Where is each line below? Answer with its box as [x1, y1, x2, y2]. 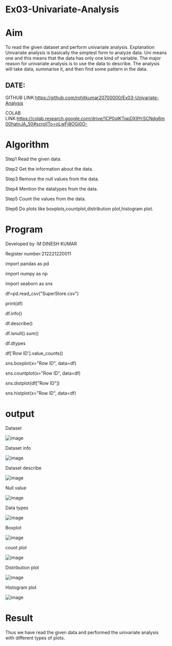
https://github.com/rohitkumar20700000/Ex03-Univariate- [35, 94, 159, 101]
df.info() [5, 310, 23, 317]
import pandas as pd [5, 261, 49, 267]
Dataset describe [5, 465, 42, 471]
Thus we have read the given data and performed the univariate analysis [5, 629, 159, 635]
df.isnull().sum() [5, 330, 39, 336]
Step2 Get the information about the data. [5, 165, 93, 172]
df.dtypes [5, 340, 26, 346]
